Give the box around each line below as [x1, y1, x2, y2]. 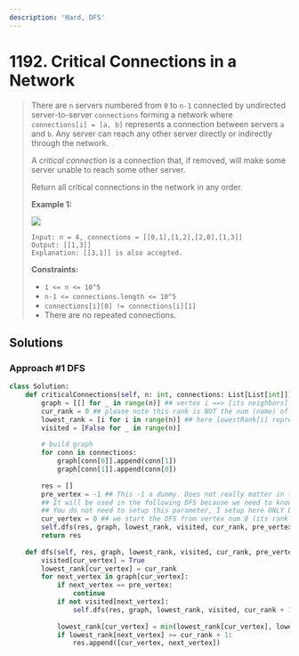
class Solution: [9, 382, 69, 392]
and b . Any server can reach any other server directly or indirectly [30, 128, 273, 139]
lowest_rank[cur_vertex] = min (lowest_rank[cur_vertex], [56, 622, 273, 631]
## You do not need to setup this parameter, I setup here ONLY [41, 506, 285, 515]
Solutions [9, 335, 64, 350]
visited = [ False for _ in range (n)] [41, 424, 181, 433]
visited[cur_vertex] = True [41, 555, 145, 565]
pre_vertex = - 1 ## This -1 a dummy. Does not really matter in [41, 490, 285, 498]
